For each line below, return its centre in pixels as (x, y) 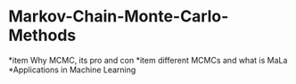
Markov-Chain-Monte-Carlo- (119, 17)
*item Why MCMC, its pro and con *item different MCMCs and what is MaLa (148, 60)
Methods (42, 35)
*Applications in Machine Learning (72, 70)
